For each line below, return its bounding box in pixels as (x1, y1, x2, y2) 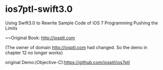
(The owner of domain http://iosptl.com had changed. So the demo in (5, 44, 148, 50)
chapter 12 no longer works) (5, 50, 63, 56)
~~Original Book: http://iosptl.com (5, 35, 75, 41)
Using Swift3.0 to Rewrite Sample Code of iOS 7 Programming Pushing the (5, 20, 158, 26)
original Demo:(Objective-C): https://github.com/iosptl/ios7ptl (5, 59, 130, 65)
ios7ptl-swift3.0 (5, 3, 73, 15)
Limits (5, 25, 17, 31)
